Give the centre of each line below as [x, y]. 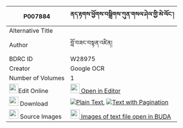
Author [19, 45]
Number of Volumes [37, 78]
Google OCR [87, 68]
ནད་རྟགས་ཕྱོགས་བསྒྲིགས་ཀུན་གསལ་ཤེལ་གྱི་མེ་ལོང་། [122, 14]
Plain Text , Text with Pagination [122, 102]
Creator [20, 68]
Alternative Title [31, 31]
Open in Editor [101, 91]
